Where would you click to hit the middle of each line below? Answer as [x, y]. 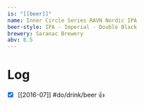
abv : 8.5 [20, 40]
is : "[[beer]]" [30, 14]
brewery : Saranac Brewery [45, 33]
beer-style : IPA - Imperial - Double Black [72, 27]
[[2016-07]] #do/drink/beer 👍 [61, 95]
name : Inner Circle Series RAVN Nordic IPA [72, 20]
